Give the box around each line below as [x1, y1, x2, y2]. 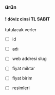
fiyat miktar [12, 65, 35, 72]
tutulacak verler [5, 27, 37, 33]
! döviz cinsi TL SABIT [5, 16, 50, 22]
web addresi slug [12, 56, 47, 62]
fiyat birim [12, 75, 33, 81]
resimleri [12, 85, 30, 91]
